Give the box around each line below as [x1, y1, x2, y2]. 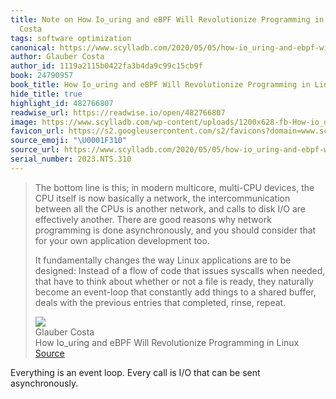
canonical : [10, 42, 56, 53]
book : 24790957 [10, 71, 74, 81]
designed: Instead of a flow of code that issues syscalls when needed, [34, 264, 326, 276]
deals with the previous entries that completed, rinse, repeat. [34, 296, 287, 308]
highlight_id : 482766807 [10, 98, 114, 108]
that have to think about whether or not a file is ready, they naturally [34, 275, 315, 287]
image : [10, 117, 38, 127]
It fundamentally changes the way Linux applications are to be [34, 254, 292, 266]
